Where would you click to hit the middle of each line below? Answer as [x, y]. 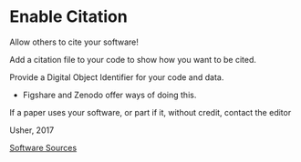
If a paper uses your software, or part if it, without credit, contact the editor [150, 112]
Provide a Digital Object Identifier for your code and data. [117, 77]
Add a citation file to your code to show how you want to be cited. [133, 59]
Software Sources [43, 147]
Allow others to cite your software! [74, 42]
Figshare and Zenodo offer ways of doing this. [109, 95]
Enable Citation [68, 17]
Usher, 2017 [32, 130]
